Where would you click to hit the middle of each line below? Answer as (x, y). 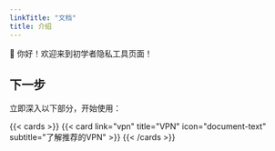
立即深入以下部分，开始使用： (65, 108)
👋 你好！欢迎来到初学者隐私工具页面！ (81, 53)
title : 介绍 (31, 26)
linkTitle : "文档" (43, 18)
